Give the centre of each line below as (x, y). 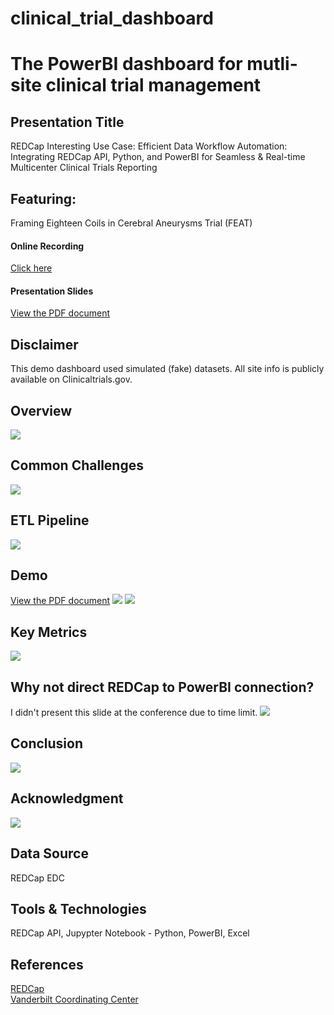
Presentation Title (67, 122)
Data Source (49, 853)
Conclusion (47, 743)
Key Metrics (49, 632)
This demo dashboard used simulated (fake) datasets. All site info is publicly (167, 369)
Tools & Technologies (78, 908)
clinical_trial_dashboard (112, 18)
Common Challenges (77, 465)
